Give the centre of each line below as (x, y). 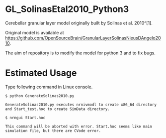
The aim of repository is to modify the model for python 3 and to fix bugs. (80, 53)
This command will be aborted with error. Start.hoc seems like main (79, 126)
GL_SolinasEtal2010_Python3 (67, 9)
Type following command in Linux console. (49, 87)
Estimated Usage (41, 73)
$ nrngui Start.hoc (25, 118)
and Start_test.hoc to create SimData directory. (58, 109)
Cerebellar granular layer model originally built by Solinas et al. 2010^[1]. (79, 23)
